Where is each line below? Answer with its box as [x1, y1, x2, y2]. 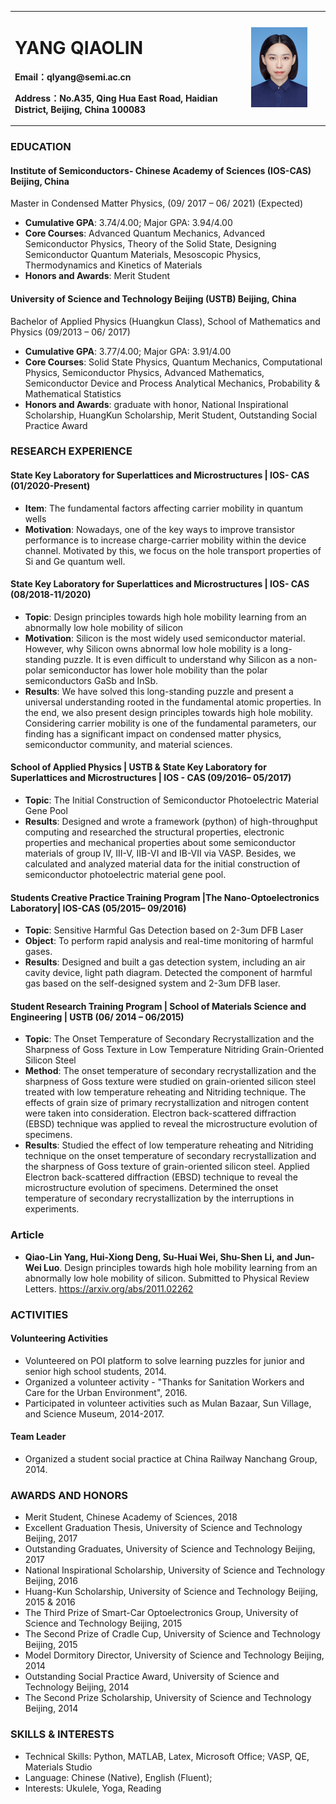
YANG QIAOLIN [14, 36, 143, 59]
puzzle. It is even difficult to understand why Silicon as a [63, 653, 296, 665]
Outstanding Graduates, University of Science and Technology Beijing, [24, 1543, 316, 1555]
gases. [24, 946, 53, 958]
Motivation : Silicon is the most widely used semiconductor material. [24, 632, 306, 644]
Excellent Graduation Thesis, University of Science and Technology [24, 1522, 303, 1534]
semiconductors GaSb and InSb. [24, 674, 159, 686]
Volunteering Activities [10, 1332, 109, 1345]
